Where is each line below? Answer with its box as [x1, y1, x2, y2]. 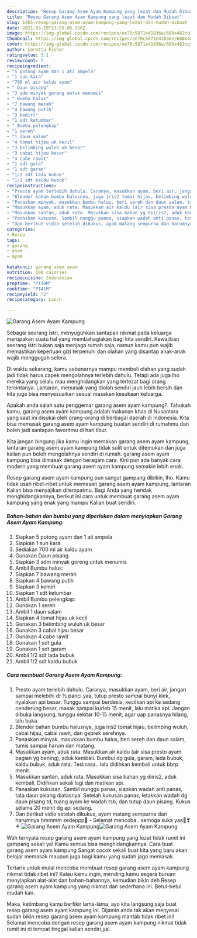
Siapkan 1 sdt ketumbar [15, 590, 72, 597]
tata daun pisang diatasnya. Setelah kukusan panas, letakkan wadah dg [15, 792, 188, 799]
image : [6, 30, 23, 36]
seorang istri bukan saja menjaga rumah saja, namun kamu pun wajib [6, 342, 173, 349]
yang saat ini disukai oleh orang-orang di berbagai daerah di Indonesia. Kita [6, 414, 189, 422]
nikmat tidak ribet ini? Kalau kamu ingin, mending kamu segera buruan [6, 871, 176, 878]
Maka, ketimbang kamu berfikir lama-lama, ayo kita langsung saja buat [6, 901, 177, 908]
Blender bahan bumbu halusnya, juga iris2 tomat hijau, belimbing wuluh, [15, 724, 189, 731]
